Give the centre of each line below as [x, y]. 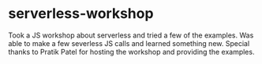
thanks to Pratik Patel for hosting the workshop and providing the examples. [131, 52]
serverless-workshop [81, 14]
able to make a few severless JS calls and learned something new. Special [129, 43]
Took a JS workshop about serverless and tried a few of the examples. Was [131, 35]
